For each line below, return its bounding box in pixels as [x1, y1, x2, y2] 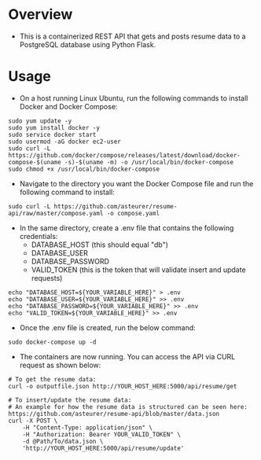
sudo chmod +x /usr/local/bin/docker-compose [8, 165, 160, 173]
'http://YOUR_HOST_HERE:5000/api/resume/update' [22, 444, 185, 452]
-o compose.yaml [106, 209, 160, 217]
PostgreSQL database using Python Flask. [19, 39, 156, 49]
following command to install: [19, 187, 116, 197]
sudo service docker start [8, 131, 97, 138]
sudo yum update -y [8, 116, 72, 125]
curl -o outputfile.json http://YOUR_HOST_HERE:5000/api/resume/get [8, 382, 237, 390]
